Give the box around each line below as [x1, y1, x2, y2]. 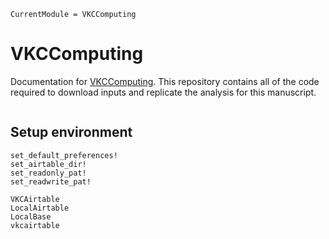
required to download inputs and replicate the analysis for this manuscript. [10, 86, 317, 98]
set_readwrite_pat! [10, 176, 92, 187]
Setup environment [10, 124, 133, 141]
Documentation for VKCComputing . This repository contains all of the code [10, 75, 320, 87]
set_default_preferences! [10, 150, 118, 160]
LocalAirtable [10, 203, 70, 213]
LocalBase [10, 211, 52, 222]
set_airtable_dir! [10, 159, 87, 169]
